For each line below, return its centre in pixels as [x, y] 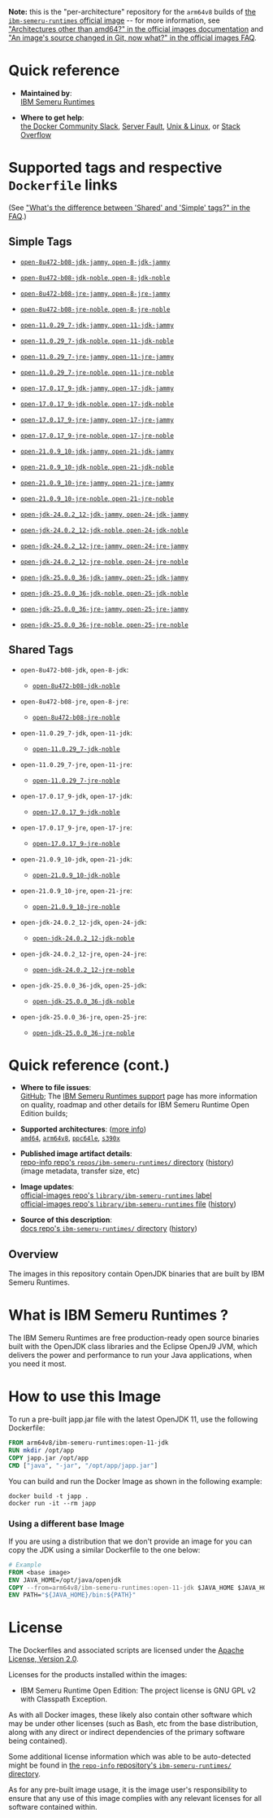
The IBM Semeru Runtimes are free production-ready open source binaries [134, 1338]
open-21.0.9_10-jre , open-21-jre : [76, 890]
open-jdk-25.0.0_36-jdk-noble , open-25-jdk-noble [104, 593]
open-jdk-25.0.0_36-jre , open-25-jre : [84, 1016]
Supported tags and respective [115, 168]
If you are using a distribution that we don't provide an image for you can [130, 1541]
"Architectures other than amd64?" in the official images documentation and [136, 29]
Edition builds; [44, 1114]
